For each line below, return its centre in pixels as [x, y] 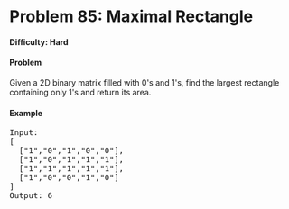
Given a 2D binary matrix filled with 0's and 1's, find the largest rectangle [144, 82]
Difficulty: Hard [39, 41]
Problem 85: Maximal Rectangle [131, 17]
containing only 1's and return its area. [80, 92]
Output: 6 [31, 196]
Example [26, 113]
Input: [24, 133]
